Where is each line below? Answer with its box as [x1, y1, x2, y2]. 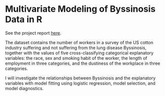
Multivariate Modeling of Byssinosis [5, 3, 156, 15]
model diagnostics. [5, 85, 44, 91]
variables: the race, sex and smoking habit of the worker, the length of [5, 55, 148, 61]
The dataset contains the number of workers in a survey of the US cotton [5, 39, 154, 45]
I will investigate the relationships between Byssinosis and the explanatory [5, 75, 156, 81]
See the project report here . [5, 30, 62, 36]
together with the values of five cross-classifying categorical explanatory [5, 50, 154, 56]
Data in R [5, 14, 42, 25]
